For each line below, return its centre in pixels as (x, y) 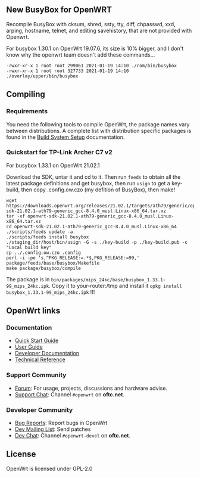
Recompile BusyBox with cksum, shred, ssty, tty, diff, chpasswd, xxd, (91, 24)
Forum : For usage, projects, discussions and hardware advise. (91, 388)
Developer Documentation (47, 353)
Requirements (27, 111)
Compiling (26, 94)
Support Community (36, 375)
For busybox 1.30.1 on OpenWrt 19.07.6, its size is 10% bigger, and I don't (95, 48)
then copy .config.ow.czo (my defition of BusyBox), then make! (98, 190)
